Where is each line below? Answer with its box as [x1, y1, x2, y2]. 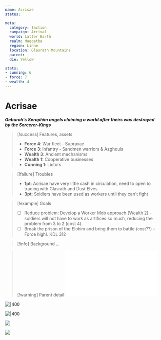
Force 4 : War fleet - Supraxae [24, 140, 84, 147]
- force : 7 [5, 75, 27, 80]
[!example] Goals [17, 200, 52, 206]
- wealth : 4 [5, 79, 29, 85]
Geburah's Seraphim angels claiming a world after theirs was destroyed [5, 116, 155, 122]
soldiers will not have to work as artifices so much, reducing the [24, 215, 153, 221]
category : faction [9, 25, 47, 30]
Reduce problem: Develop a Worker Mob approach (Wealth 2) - [24, 210, 152, 216]
